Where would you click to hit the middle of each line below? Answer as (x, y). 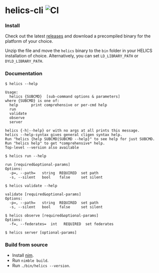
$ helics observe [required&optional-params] (52, 215)
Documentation (24, 74)
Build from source (26, 244)
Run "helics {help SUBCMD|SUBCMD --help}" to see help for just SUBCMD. (80, 139)
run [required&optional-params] (38, 164)
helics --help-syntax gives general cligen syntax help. (64, 135)
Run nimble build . (30, 260)
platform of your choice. (29, 41)
